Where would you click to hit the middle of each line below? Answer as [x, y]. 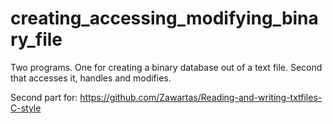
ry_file [36, 39]
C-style [26, 108]
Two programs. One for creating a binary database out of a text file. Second [166, 67]
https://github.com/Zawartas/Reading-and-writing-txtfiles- [201, 97]
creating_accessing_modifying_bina [164, 18]
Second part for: [44, 97]
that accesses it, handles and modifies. [91, 78]
